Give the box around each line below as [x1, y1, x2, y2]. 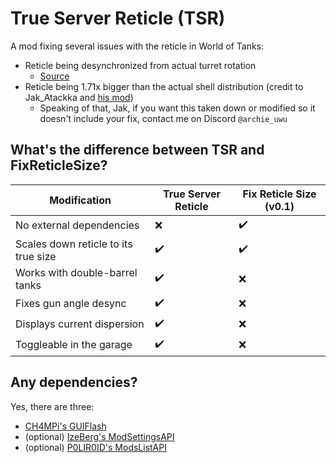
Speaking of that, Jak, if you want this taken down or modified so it [39, 102, 316, 114]
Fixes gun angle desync [15, 297, 127, 311]
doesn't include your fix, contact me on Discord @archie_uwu [39, 112, 288, 124]
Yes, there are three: [10, 400, 95, 412]
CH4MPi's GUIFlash [24, 420, 107, 432]
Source [39, 70, 70, 82]
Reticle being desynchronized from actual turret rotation [24, 59, 257, 71]
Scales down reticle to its [15, 237, 133, 251]
